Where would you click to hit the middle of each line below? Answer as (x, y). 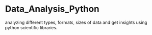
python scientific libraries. (31, 27)
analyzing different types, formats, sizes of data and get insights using (76, 22)
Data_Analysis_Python (52, 9)
